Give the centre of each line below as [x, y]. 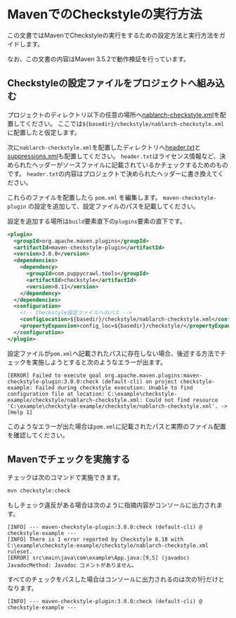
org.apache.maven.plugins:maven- [153, 375]
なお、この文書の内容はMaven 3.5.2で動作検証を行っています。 [98, 59]
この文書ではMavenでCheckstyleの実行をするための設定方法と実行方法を [113, 35]
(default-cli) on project [139, 381]
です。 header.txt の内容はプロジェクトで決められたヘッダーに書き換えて [113, 174]
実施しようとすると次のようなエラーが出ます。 [99, 362]
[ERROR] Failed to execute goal [54, 375]
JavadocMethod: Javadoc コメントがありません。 [72, 566]
